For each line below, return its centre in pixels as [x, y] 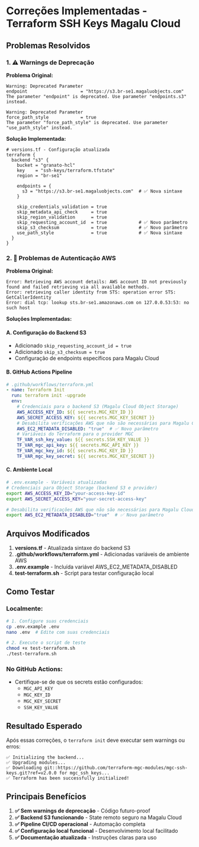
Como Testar [31, 592]
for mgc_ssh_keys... [84, 773]
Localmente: [25, 609]
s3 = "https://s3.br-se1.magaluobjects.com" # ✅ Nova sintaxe [102, 191]
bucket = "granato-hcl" [46, 165]
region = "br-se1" [39, 176]
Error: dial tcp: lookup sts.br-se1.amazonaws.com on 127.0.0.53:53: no [98, 303]
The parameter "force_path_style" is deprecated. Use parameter [87, 122]
